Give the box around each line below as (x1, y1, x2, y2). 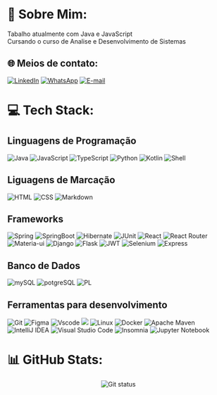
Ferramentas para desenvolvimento (7, 299, 168, 311)
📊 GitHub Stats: (7, 352, 104, 368)
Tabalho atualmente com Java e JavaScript (7, 30, 132, 38)
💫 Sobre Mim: (7, 6, 87, 23)
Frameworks (7, 213, 64, 225)
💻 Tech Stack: (7, 102, 94, 118)
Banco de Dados (7, 260, 81, 272)
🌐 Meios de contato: (7, 58, 99, 70)
